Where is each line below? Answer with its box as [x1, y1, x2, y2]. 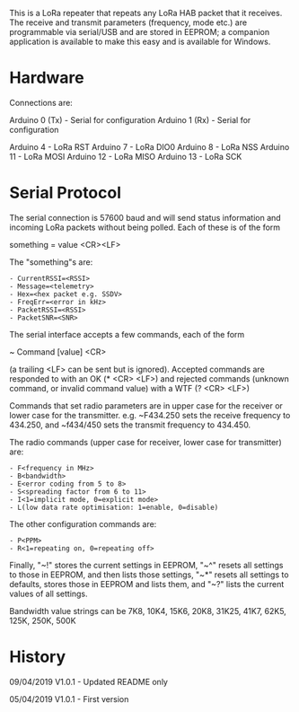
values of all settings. [9, 588, 88, 599]
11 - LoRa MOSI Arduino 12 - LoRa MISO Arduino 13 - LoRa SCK [9, 151, 242, 162]
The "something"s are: [9, 256, 93, 268]
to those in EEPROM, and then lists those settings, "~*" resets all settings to [9, 569, 289, 580]
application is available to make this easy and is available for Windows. [9, 36, 271, 47]
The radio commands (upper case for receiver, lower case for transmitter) [9, 436, 282, 447]
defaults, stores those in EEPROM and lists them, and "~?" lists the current [9, 578, 285, 589]
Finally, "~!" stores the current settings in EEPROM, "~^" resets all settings [9, 559, 284, 570]
